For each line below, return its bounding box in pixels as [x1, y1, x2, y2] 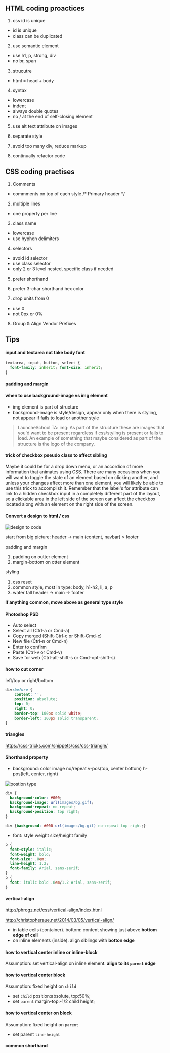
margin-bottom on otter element [12, 559, 80, 565]
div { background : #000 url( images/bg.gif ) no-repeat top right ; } [5, 823, 146, 829]
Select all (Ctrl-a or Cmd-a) [12, 628, 70, 634]
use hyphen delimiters [12, 235, 59, 242]
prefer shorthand [12, 276, 48, 282]
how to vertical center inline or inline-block [5, 949, 98, 955]
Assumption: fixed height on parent [5, 1021, 79, 1027]
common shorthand [5, 1043, 48, 1049]
